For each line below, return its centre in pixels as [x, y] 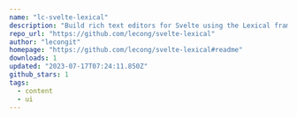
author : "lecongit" [45, 42]
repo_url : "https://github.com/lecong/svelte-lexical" [112, 33]
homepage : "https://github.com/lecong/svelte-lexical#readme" [126, 50]
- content [35, 91]
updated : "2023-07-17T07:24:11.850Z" [79, 67]
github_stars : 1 [39, 75]
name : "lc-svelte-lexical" [59, 17]
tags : [19, 83]
